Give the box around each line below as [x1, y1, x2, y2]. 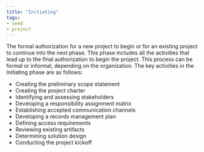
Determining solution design [15, 132, 87, 140]
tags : [6, 15, 20, 21]
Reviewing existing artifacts [15, 126, 85, 133]
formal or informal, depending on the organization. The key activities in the [6, 62, 194, 70]
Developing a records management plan [15, 113, 116, 120]
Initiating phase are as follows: [6, 68, 83, 76]
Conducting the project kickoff [15, 139, 92, 147]
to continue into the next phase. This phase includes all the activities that [6, 49, 190, 57]
